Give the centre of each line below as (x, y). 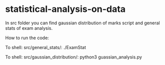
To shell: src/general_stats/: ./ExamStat (46, 47)
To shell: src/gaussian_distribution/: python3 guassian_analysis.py (74, 57)
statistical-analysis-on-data (65, 9)
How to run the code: (27, 38)
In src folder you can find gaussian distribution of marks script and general (82, 23)
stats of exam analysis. (29, 28)
